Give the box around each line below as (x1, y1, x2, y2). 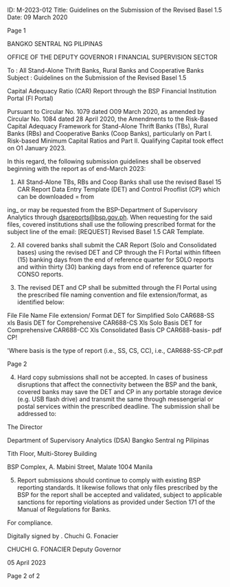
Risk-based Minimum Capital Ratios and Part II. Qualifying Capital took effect (7, 137, 224, 145)
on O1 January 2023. (7, 144, 67, 152)
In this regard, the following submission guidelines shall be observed (7, 157, 201, 165)
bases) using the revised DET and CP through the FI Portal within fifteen (16, 249, 221, 256)
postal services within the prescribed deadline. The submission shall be (16, 402, 220, 411)
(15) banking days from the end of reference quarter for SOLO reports (16, 255, 214, 264)
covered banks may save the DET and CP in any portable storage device (16, 388, 222, 395)
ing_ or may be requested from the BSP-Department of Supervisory (7, 206, 198, 214)
